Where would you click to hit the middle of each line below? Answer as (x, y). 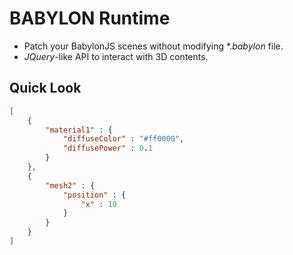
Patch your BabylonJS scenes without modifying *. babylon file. (153, 46)
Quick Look (45, 88)
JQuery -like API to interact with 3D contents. (116, 56)
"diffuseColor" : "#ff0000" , (123, 139)
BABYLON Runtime (90, 18)
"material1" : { (79, 130)
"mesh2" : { (70, 185)
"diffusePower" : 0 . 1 (108, 148)
